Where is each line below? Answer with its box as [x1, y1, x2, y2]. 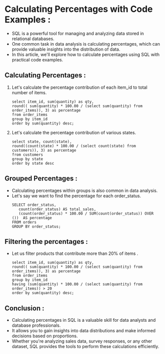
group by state [11, 156, 43, 162]
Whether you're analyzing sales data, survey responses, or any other [11, 338, 153, 344]
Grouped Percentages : [4, 175, 78, 183]
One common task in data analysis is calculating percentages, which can [11, 41, 160, 47]
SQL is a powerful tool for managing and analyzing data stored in [11, 30, 144, 36]
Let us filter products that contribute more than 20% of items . [11, 250, 139, 256]
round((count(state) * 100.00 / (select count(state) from [11, 143, 136, 148]
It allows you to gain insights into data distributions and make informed [11, 328, 156, 334]
